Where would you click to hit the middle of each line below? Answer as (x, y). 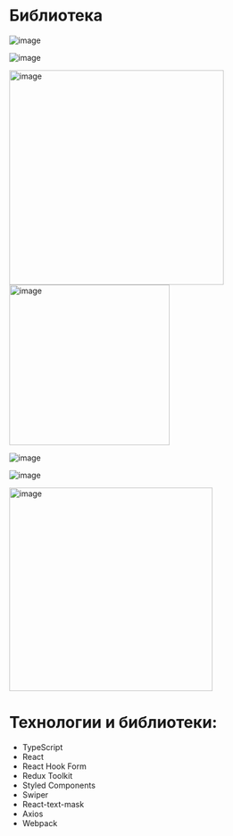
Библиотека (56, 16)
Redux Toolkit (47, 775)
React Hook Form (54, 766)
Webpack (40, 823)
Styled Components (59, 785)
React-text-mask (53, 804)
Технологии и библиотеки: (113, 723)
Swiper (35, 794)
